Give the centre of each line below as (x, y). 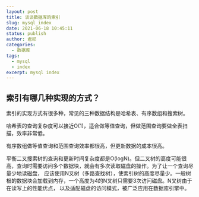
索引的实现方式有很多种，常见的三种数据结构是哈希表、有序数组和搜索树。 (97, 113)
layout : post (22, 12)
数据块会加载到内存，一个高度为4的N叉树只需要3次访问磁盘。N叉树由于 (104, 181)
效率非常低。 (32, 134)
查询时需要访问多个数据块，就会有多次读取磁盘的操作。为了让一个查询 (102, 166)
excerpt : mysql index (33, 72)
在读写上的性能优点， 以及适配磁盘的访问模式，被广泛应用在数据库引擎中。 (98, 188)
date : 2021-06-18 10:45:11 (40, 28)
